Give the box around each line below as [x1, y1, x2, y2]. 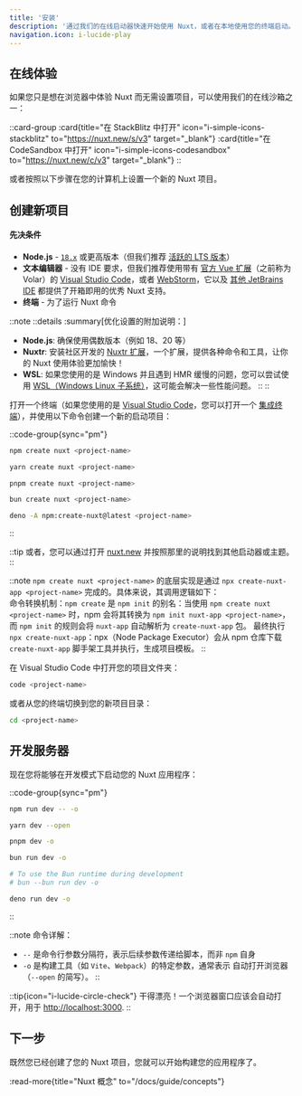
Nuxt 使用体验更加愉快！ [33, 357, 125, 368]
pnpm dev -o [9, 837, 54, 846]
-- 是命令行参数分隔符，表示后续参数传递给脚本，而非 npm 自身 [22, 949, 256, 959]
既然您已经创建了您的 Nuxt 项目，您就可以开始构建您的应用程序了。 [9, 1056, 262, 1067]
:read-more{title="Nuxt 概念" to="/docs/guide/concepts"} [9, 1075, 225, 1086]
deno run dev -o [9, 894, 71, 903]
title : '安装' [9, 13, 61, 23]
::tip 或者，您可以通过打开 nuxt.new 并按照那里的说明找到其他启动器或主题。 [9, 546, 295, 557]
